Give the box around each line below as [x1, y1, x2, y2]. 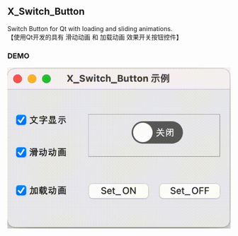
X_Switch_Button [7, 6, 85, 18]
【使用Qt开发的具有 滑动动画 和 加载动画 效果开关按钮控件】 [7, 33, 183, 41]
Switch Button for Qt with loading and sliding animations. [7, 24, 173, 33]
